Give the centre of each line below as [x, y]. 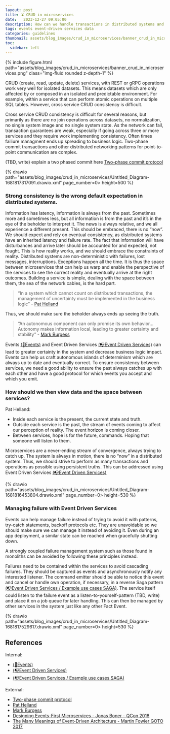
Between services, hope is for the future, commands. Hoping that [81, 435]
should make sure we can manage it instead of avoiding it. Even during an [82, 530]
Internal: [14, 655]
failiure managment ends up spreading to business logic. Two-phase [77, 141]
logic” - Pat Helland [38, 304]
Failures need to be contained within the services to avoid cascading [77, 566]
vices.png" [16, 73]
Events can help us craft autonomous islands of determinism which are [79, 357]
